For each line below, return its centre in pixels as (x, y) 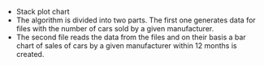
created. (30, 54)
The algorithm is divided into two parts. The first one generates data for (136, 20)
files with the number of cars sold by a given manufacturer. (115, 28)
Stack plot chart (43, 12)
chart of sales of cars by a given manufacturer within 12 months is (126, 46)
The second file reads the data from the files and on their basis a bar (131, 37)
